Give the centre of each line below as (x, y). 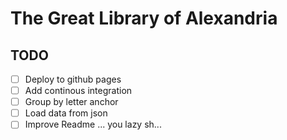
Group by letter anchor (71, 102)
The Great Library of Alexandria (144, 18)
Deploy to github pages (73, 79)
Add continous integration (78, 91)
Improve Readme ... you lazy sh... (93, 124)
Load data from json (66, 113)
